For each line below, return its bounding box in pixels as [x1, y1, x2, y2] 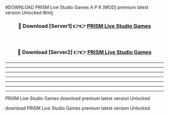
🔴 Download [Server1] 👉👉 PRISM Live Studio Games [18, 22, 151, 29]
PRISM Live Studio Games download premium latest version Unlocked [5, 95, 150, 101]
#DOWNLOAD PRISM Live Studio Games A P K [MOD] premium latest [5, 5, 149, 10]
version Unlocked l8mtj [5, 10, 53, 16]
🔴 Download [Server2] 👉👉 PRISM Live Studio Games [17, 49, 152, 56]
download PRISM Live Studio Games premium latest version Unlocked [5, 105, 150, 111]
